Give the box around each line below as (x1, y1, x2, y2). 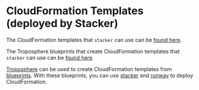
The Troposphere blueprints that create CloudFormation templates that (6, 47, 180, 54)
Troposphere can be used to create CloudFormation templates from (6, 65, 172, 72)
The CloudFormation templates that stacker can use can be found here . (6, 36, 182, 43)
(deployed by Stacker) (6, 17, 119, 30)
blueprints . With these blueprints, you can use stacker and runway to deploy (6, 72, 194, 79)
